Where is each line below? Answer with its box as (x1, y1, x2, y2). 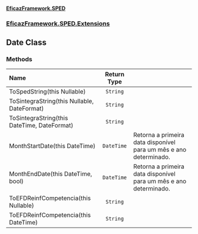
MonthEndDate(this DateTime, (9, 170, 93, 178)
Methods (6, 55, 32, 63)
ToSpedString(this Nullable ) (9, 88, 86, 96)
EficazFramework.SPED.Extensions (6, 19, 110, 28)
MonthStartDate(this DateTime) (9, 142, 96, 150)
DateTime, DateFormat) (9, 121, 74, 129)
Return (105, 71, 125, 79)
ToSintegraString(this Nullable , (9, 97, 94, 105)
